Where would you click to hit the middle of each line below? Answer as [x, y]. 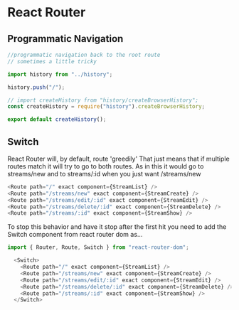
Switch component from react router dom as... [75, 235]
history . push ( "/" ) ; [36, 87]
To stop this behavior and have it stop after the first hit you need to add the [117, 227]
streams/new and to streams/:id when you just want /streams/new [104, 173]
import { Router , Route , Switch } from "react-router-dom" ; [99, 247]
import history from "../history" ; [60, 74]
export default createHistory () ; [57, 119]
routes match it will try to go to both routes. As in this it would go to [106, 166]
